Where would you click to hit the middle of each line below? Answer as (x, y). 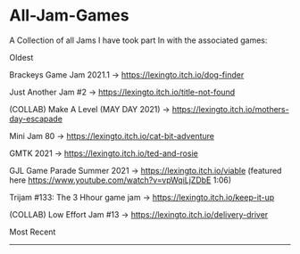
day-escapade (36, 119)
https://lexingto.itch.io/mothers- (230, 109)
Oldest (21, 57)
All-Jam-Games (69, 16)
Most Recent (33, 232)
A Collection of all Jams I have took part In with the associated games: (138, 40)
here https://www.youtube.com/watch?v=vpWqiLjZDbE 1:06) (121, 180)
